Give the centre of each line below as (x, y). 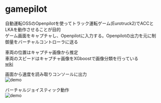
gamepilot (26, 9)
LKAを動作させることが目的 (33, 29)
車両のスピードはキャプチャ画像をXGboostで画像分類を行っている (72, 58)
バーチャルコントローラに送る (48, 42)
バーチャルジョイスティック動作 (37, 90)
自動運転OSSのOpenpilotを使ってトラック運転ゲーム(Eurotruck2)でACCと (79, 23)
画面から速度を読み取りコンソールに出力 (46, 74)
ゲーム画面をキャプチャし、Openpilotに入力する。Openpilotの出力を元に (79, 35)
